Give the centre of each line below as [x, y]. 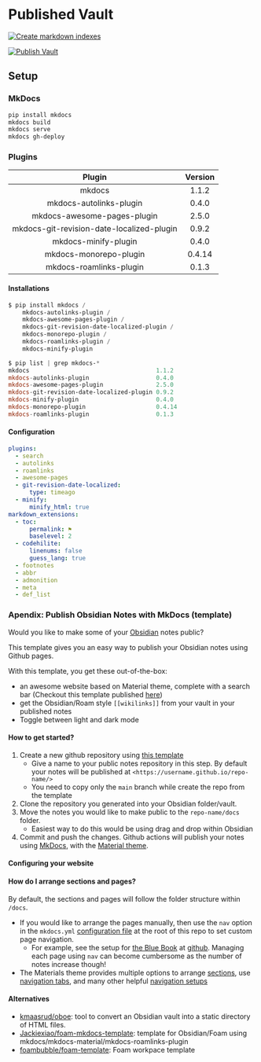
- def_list [33, 595]
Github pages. [31, 656]
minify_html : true [59, 507]
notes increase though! [68, 964]
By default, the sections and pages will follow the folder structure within [125, 898]
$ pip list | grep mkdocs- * [54, 363]
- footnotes [35, 565]
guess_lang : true [57, 559]
